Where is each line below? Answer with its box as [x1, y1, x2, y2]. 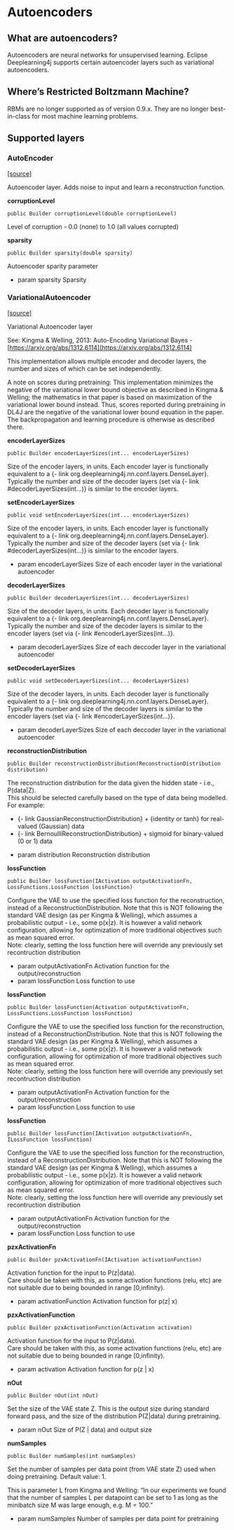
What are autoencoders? [7, 32, 118, 44]
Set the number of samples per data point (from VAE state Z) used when [7, 1465, 216, 1473]
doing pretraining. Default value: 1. [7, 1472, 106, 1480]
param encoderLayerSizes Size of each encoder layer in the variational [17, 560, 223, 568]
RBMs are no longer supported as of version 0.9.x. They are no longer [7, 104, 209, 113]
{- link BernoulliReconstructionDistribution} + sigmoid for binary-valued [17, 829, 224, 838]
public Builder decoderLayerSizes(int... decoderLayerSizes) [7, 594, 190, 602]
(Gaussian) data [38, 822, 85, 830]
